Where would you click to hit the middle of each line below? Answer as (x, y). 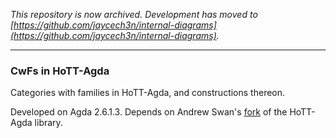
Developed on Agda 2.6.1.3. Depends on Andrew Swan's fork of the (149, 112)
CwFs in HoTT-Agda (60, 71)
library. (48, 123)
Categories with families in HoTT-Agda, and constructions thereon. (148, 93)
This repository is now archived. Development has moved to (134, 14)
